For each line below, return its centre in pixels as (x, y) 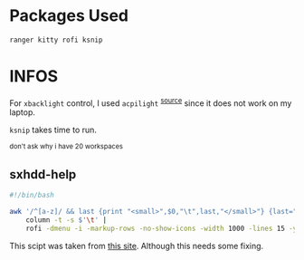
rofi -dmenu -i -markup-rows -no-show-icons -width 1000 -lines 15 (155, 228)
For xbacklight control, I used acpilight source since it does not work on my (151, 102)
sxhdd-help (43, 174)
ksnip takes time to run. (53, 130)
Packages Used (69, 16)
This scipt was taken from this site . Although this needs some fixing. (137, 246)
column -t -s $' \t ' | (66, 220)
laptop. (23, 112)
